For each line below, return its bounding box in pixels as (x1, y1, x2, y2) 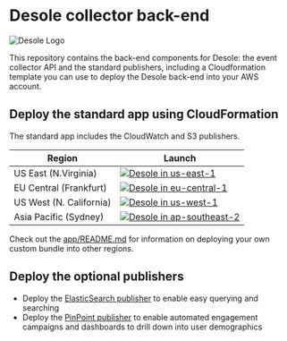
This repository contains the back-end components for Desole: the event (9, 52, 277, 63)
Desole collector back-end (9, 5, 210, 26)
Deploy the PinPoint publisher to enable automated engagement (21, 311, 258, 322)
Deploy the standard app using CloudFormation (9, 107, 279, 122)
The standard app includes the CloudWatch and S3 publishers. (9, 131, 241, 141)
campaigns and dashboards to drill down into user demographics (21, 321, 263, 332)
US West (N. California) (13, 196, 112, 209)
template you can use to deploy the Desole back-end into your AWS (9, 71, 259, 81)
